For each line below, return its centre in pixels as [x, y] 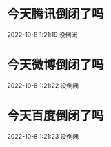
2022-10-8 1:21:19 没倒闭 [42, 35]
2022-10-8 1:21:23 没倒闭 [43, 136]
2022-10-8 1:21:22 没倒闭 [43, 85]
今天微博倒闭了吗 [56, 65]
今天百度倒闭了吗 [56, 116]
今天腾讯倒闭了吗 [56, 14]
